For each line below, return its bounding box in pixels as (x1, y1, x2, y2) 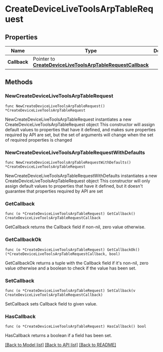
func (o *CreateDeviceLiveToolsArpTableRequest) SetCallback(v (5, 288, 136, 293)
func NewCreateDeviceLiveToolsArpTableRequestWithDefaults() (5, 160, 131, 165)
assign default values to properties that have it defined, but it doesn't (5, 183, 143, 189)
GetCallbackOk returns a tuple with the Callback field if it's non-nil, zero (5, 260, 149, 266)
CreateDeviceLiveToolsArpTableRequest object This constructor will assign (5, 121, 155, 127)
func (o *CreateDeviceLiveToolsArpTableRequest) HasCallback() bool (5, 324, 147, 329)
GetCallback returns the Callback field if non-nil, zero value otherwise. (5, 224, 146, 230)
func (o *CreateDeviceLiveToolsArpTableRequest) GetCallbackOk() (5, 247, 140, 252)
